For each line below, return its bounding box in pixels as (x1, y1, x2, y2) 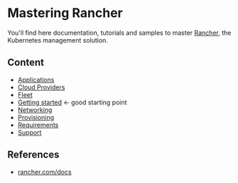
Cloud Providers (17, 83, 65, 91)
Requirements (17, 121, 59, 129)
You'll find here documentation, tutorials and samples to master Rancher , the (7, 28, 232, 37)
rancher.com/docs (17, 167, 72, 176)
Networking (17, 105, 53, 114)
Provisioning (17, 113, 55, 121)
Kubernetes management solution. (7, 35, 109, 44)
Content (7, 57, 45, 69)
